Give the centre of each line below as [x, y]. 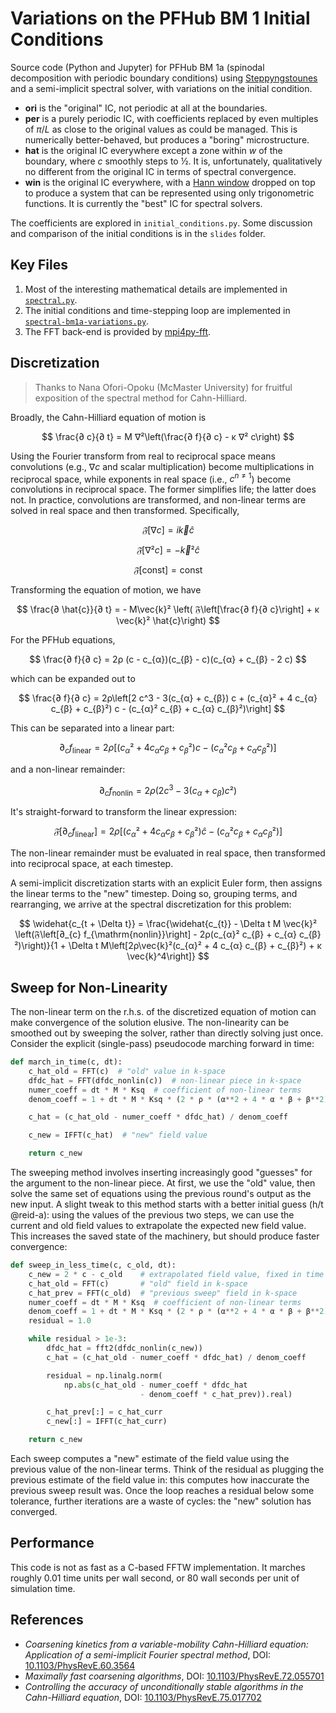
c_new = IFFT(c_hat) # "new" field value [118, 1135]
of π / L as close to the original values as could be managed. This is [161, 129]
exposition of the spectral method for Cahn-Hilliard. [141, 398]
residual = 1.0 [60, 1321]
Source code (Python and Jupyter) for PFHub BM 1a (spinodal [137, 67]
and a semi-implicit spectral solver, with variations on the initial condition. [161, 88]
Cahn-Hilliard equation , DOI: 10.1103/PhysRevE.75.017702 [143, 1697]
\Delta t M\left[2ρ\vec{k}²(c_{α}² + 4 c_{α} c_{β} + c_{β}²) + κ [195, 946]
